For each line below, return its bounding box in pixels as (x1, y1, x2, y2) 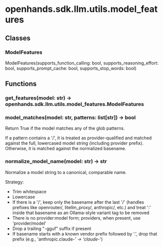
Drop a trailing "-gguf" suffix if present (12, 225, 92, 232)
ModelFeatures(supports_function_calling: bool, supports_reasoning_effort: (5, 60, 159, 66)
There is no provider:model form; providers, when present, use (12, 215, 141, 221)
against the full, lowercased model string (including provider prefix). (5, 140, 144, 146)
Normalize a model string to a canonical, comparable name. (5, 169, 127, 175)
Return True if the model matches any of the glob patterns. (5, 125, 125, 131)
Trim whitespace (12, 188, 47, 194)
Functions (5, 80, 37, 88)
